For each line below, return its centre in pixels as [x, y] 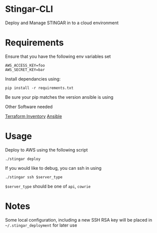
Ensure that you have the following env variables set [58, 56]
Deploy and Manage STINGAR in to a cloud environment [62, 23]
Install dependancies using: [33, 79]
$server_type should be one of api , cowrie [48, 186]
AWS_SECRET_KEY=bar [25, 70]
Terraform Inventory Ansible [34, 116]
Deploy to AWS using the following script [47, 150]
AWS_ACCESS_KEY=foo [25, 65]
